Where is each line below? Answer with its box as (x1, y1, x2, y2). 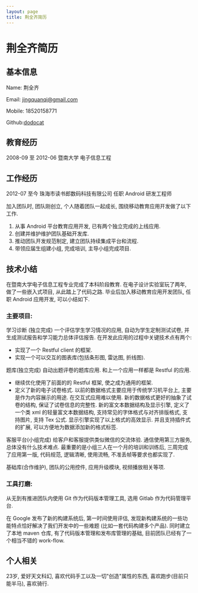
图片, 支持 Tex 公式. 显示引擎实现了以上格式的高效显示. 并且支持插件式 (20, 416, 191, 423)
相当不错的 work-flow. (11, 537, 65, 544)
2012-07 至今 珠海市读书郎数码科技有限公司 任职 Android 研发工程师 (6, 190, 173, 197)
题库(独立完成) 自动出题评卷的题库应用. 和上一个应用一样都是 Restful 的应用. (6, 366, 191, 374)
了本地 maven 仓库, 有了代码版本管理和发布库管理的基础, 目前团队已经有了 (6, 529, 187, 537)
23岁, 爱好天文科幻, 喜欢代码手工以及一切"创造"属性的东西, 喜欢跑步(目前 (6, 573, 184, 580)
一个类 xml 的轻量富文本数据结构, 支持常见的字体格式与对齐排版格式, (14, 409, 181, 416)
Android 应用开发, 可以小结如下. (12, 295, 90, 302)
